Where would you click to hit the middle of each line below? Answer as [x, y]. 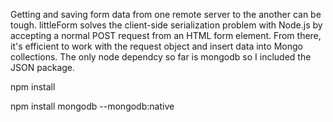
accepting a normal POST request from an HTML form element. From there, [166, 35]
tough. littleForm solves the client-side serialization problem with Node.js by [166, 25]
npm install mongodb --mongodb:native [92, 106]
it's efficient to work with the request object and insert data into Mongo [156, 46]
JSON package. [43, 67]
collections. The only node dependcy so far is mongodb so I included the [161, 57]
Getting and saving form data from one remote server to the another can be [166, 14]
